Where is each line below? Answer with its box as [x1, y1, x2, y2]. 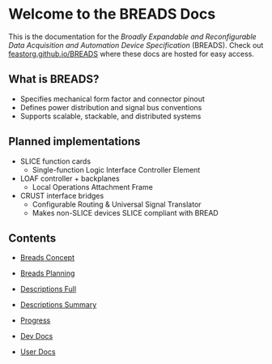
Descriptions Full [19, 285, 77, 294]
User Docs [19, 347, 56, 357]
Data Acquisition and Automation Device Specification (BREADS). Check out [8, 40, 264, 49]
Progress [19, 315, 51, 325]
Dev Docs [19, 332, 53, 341]
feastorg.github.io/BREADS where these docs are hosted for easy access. [8, 49, 255, 58]
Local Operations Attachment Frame [32, 182, 154, 191]
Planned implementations [8, 135, 141, 148]
